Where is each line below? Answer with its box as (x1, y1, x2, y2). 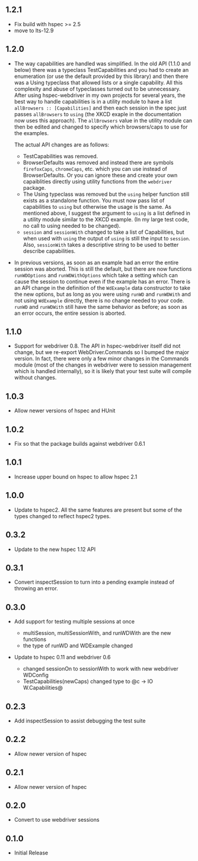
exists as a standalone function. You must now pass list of (23, 196, 165, 204)
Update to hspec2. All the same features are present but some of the (14, 506, 182, 514)
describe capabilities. (23, 247, 76, 255)
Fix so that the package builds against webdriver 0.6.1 (14, 440, 146, 447)
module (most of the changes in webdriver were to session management (14, 361, 192, 368)
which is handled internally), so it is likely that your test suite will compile (14, 368, 192, 375)
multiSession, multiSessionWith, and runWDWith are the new (23, 630, 171, 637)
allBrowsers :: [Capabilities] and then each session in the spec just (14, 104, 187, 111)
